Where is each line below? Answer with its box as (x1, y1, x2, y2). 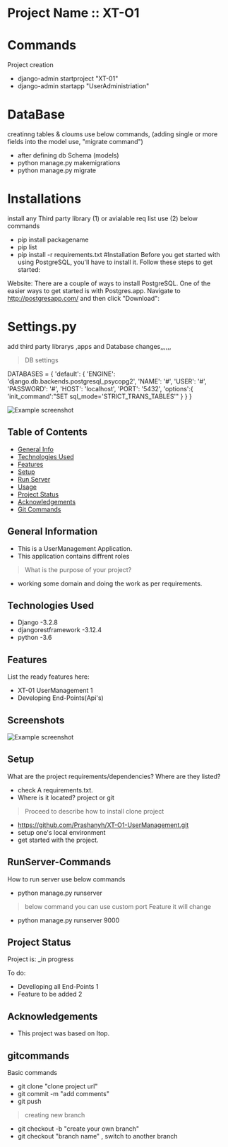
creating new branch (24, 1111, 85, 1119)
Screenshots (7, 714, 65, 726)
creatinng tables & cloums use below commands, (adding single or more (7, 130, 218, 138)
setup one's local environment (17, 828, 106, 836)
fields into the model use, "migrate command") (7, 138, 143, 146)
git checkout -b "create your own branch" (17, 1124, 140, 1133)
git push (17, 1097, 42, 1106)
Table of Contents (7, 426, 88, 439)
